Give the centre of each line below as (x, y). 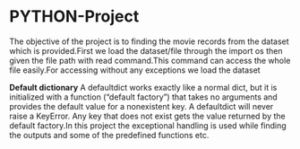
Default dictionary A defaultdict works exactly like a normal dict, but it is (143, 87)
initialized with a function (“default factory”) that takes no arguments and (143, 97)
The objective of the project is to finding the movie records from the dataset (149, 41)
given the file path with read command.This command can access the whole (150, 60)
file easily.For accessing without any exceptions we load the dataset (135, 70)
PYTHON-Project (74, 17)
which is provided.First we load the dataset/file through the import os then (146, 50)
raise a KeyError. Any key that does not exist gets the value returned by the (147, 116)
